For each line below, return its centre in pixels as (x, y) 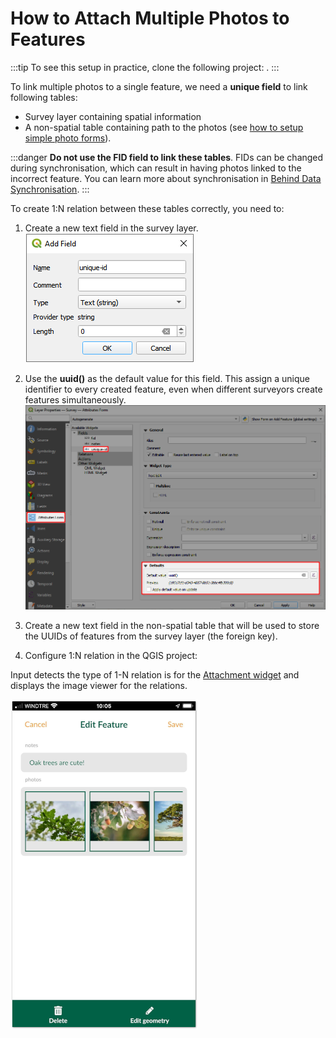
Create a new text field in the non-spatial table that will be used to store (172, 625)
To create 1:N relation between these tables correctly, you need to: (147, 208)
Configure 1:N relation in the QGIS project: (111, 655)
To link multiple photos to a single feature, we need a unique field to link (159, 86)
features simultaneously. (75, 399)
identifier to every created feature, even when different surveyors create (173, 389)
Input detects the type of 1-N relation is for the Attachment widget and (155, 674)
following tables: (44, 97)
